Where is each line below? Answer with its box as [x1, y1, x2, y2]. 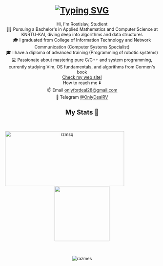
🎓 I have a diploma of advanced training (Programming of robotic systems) [5, 49, 159, 55]
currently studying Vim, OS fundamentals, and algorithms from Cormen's [8, 64, 156, 69]
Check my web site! [62, 74, 102, 80]
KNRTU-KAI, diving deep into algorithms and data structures [21, 31, 143, 37]
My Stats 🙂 [65, 108, 99, 117]
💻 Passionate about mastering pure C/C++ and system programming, [11, 57, 153, 63]
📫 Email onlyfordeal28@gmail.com [46, 87, 118, 93]
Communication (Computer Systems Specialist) [34, 44, 130, 50]
